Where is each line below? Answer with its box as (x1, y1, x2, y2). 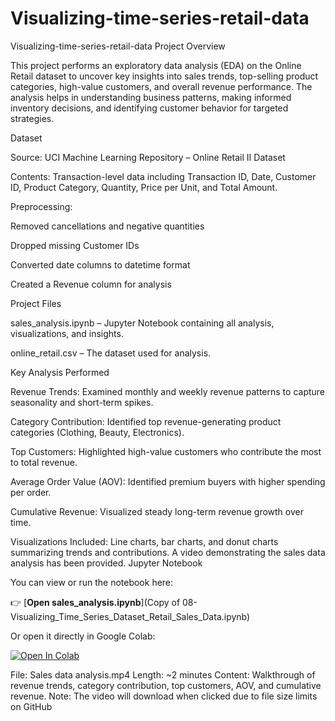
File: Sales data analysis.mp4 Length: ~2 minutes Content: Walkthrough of (10, 668, 316, 681)
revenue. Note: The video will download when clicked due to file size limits (10, 690, 318, 702)
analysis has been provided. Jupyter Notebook (10, 557, 203, 569)
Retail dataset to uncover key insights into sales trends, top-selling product (10, 70, 319, 82)
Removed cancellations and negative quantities (10, 220, 205, 232)
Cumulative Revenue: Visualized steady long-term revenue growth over (10, 505, 304, 517)
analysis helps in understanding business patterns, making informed (10, 91, 292, 103)
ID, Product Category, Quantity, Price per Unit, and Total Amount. (10, 181, 278, 193)
